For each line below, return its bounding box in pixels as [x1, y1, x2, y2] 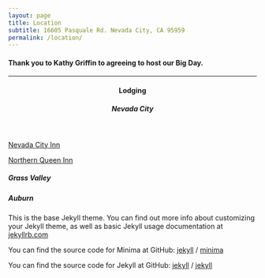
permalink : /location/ [8, 33, 83, 42]
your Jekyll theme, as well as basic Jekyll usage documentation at [8, 221, 223, 231]
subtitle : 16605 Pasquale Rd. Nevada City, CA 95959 [8, 26, 185, 34]
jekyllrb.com [8, 230, 49, 239]
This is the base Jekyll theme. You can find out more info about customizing [8, 212, 255, 222]
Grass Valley [8, 173, 51, 182]
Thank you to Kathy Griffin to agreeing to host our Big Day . [8, 58, 203, 67]
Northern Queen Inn [8, 155, 73, 164]
